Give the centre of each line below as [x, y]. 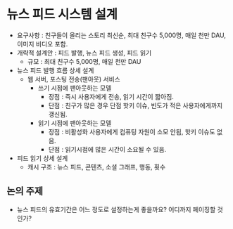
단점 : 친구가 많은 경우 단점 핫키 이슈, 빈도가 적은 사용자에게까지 [136, 105]
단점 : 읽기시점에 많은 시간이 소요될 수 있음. [107, 149]
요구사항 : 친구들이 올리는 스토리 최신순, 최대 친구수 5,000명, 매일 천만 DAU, [121, 35]
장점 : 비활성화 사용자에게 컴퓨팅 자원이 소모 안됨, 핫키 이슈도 [132, 131]
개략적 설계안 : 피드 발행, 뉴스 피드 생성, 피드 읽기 [84, 53]
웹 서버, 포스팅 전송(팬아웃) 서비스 [74, 79]
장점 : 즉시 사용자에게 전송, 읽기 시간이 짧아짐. [111, 96]
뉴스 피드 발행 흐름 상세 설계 [55, 70]
